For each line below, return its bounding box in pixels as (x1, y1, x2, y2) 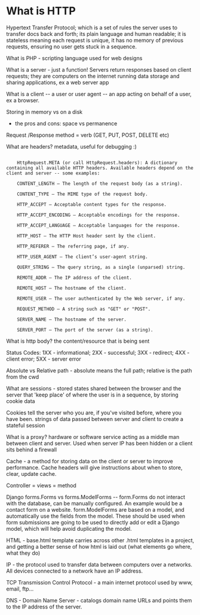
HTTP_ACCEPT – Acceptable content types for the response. (17, 201, 167, 207)
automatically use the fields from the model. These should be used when (6, 512, 186, 519)
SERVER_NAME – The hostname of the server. (17, 316, 127, 322)
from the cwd (6, 373, 39, 380)
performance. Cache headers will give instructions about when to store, (6, 464, 183, 471)
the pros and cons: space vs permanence (14, 119, 118, 127)
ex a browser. (6, 97, 40, 104)
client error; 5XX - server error (6, 355, 82, 362)
